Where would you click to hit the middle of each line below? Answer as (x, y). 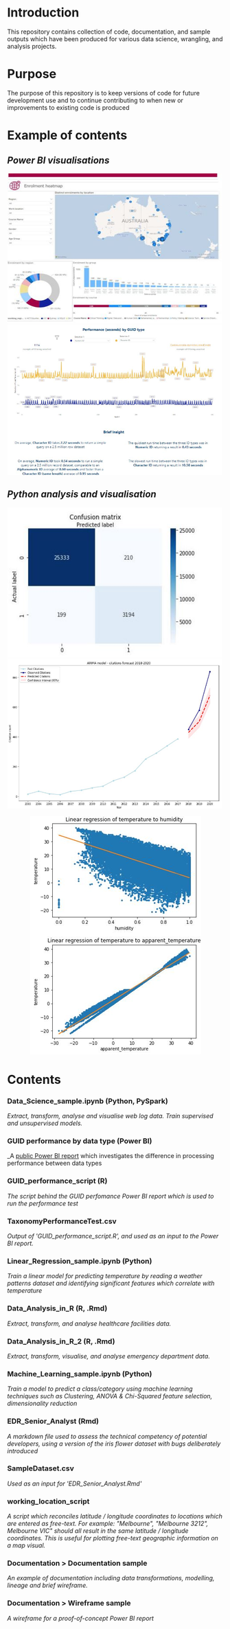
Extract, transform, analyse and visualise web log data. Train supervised (111, 1116)
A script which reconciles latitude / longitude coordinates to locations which (115, 1516)
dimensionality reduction (42, 1403)
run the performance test (43, 1203)
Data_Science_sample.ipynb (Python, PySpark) (88, 1101)
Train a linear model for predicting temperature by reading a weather (105, 1276)
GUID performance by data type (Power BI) (80, 1141)
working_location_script (48, 1501)
